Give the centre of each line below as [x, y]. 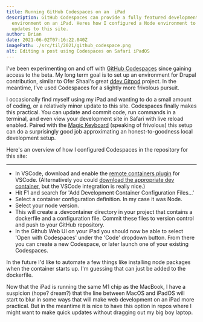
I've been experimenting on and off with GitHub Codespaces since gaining [99, 68]
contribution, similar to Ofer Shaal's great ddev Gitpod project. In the [92, 81]
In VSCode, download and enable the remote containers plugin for [97, 173]
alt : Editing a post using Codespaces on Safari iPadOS [78, 51]
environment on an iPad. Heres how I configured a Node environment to [104, 23]
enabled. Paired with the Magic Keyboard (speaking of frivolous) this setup [99, 125]
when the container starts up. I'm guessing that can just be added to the [96, 268]
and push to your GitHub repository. [60, 225]
